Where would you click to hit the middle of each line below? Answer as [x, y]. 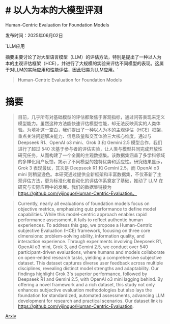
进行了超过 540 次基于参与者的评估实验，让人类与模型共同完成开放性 [90, 149]
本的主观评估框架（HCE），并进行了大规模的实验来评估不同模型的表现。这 [82, 63]
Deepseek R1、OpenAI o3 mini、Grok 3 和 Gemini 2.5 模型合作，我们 [90, 142]
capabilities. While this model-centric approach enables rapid [82, 214]
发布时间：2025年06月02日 [34, 35]
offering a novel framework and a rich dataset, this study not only [86, 284]
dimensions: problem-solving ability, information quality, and [81, 236]
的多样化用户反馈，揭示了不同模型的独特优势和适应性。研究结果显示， [91, 161]
